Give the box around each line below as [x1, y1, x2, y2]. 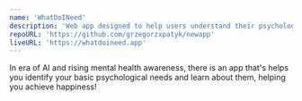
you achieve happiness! [9, 81, 97, 92]
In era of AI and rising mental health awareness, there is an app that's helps [9, 63, 289, 73]
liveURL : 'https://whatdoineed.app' [9, 38, 147, 47]
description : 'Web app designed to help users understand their [9, 21, 255, 30]
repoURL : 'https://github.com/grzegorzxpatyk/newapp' [9, 29, 216, 38]
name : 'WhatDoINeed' [9, 13, 87, 22]
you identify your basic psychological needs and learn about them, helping [9, 72, 286, 83]
